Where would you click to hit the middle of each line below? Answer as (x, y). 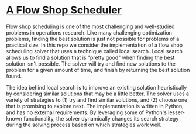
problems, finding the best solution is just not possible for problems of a (93, 39)
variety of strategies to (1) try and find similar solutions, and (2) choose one (97, 99)
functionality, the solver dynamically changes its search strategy (101, 118)
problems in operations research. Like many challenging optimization (89, 32)
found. (14, 76)
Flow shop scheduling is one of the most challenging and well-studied (90, 26)
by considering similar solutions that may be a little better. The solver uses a (97, 94)
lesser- (176, 112)
